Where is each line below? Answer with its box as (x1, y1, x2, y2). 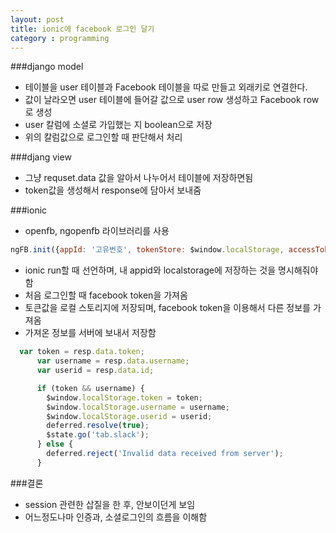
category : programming (10, 33, 110, 43)
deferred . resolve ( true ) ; (46, 421, 150, 431)
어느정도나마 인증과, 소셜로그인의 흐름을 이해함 (24, 511, 208, 523)
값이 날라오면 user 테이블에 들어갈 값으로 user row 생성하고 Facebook (24, 94, 302, 106)
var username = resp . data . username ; (36, 356, 190, 366)
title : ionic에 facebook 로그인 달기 (10, 24, 155, 34)
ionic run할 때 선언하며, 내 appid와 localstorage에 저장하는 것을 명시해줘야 (24, 264, 319, 276)
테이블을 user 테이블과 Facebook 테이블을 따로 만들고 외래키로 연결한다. (24, 81, 308, 93)
